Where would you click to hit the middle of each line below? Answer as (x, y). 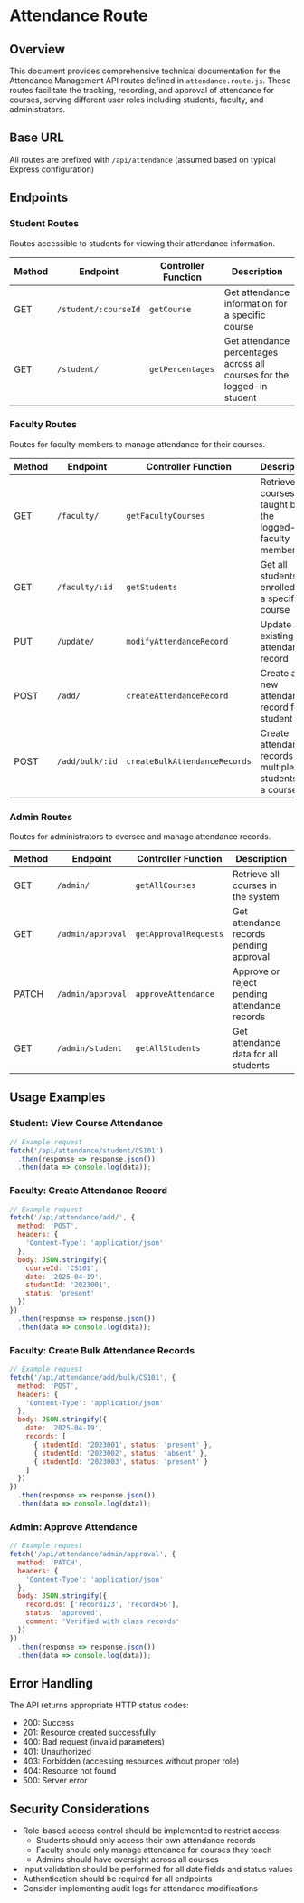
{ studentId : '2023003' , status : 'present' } (120, 1462)
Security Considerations (80, 1808)
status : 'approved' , (64, 1613)
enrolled (278, 587)
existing (277, 636)
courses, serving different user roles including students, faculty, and (137, 100)
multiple (277, 767)
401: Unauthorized (57, 1752)
